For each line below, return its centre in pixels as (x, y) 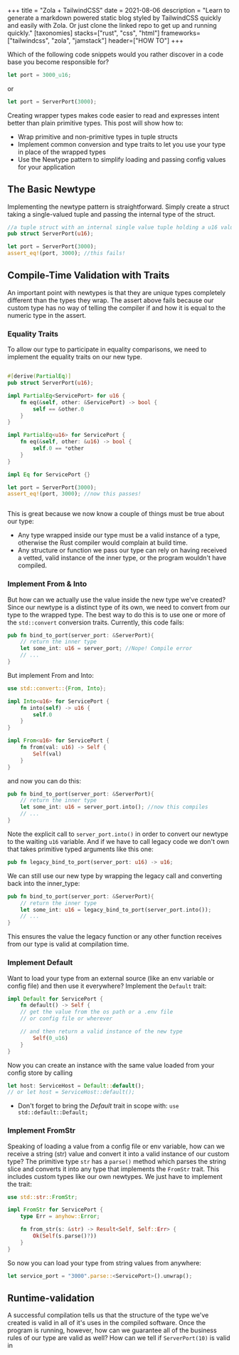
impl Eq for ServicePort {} (49, 474)
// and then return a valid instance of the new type (101, 1032)
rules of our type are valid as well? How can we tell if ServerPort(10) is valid (119, 1338)
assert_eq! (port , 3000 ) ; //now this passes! (74, 494)
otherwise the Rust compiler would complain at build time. (103, 543)
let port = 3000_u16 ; (39, 75)
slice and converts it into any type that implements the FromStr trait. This (113, 1169)
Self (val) (47, 754)
